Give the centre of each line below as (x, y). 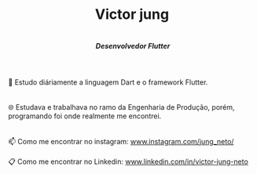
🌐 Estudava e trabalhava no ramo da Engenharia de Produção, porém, (121, 107)
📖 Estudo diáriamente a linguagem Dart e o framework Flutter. (108, 82)
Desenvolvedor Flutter (133, 46)
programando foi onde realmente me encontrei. (85, 116)
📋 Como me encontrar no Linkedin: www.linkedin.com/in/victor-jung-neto (128, 161)
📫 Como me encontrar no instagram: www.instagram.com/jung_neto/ (121, 141)
